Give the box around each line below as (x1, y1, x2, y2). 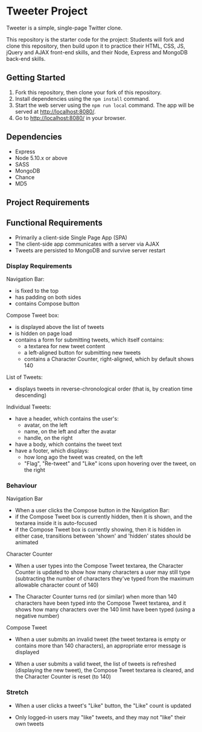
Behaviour (6, 481, 37, 489)
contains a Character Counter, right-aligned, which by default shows (24, 355, 194, 363)
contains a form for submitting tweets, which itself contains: (14, 336, 164, 343)
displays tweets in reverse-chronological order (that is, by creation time (14, 385, 193, 393)
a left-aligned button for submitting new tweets (24, 349, 141, 357)
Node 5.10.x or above (14, 154, 68, 161)
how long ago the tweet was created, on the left (24, 454, 143, 461)
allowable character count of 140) (14, 581, 99, 589)
